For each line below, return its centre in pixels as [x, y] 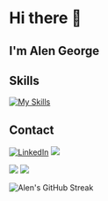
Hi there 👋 [45, 18]
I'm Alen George [54, 51]
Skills [24, 80]
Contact [32, 130]
